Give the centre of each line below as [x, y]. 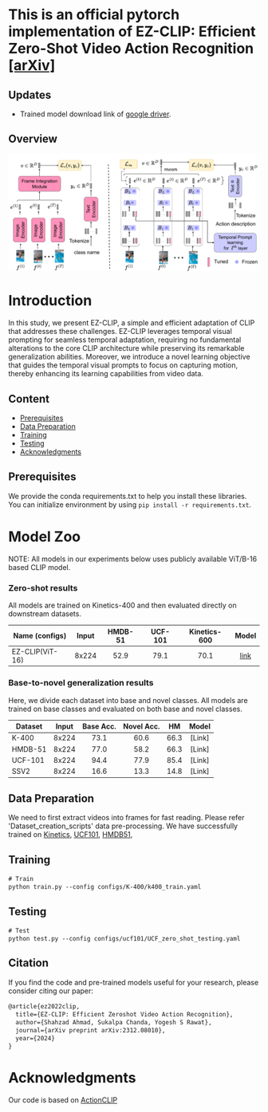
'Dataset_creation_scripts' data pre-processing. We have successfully [123, 826]
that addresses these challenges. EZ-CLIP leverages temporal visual [120, 332]
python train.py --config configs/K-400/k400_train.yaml [105, 887]
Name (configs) [40, 636]
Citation [29, 963]
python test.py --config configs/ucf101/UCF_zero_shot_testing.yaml [124, 939]
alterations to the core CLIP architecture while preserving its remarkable [126, 348]
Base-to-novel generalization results [81, 683]
